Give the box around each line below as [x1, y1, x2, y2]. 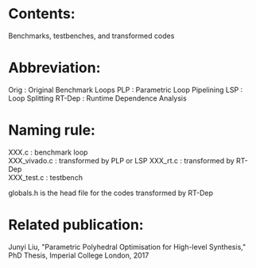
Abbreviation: [8, 59, 101, 77]
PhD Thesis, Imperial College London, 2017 [8, 251, 149, 260]
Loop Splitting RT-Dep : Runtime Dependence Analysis [8, 93, 187, 103]
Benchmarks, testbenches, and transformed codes [8, 31, 175, 40]
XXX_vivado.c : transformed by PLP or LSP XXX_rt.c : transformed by [8, 155, 235, 165]
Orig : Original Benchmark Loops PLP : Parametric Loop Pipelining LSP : [8, 85, 243, 94]
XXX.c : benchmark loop [8, 147, 88, 157]
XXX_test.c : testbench [8, 172, 83, 182]
